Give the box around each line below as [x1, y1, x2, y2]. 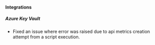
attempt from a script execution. [12, 33, 80, 40]
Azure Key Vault [5, 16, 41, 22]
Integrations [5, 4, 32, 10]
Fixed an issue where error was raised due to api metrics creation [12, 28, 150, 34]
